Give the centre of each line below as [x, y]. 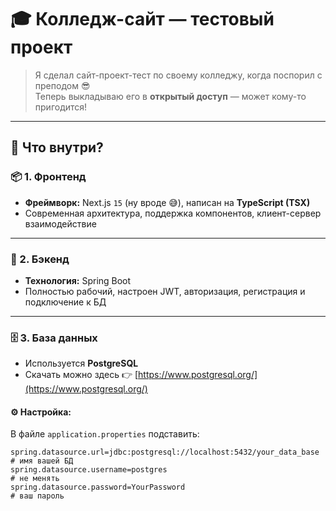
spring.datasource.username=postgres [89, 470]
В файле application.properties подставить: [105, 434]
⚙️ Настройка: [41, 412]
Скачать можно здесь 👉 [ [81, 375]
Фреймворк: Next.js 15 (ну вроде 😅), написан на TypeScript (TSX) [167, 202]
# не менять [35, 479]
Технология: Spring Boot [78, 280]
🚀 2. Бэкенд [40, 259]
